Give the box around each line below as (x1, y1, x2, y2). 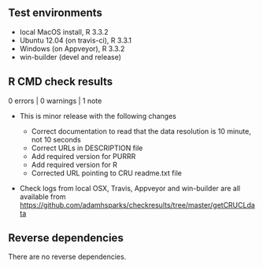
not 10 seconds (31, 134, 81, 144)
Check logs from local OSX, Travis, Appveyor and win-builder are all (19, 183, 241, 193)
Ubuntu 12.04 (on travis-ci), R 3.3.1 (19, 35, 132, 45)
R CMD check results (8, 75, 113, 89)
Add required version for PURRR (31, 151, 136, 160)
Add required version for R (31, 160, 118, 169)
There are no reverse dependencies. (8, 252, 127, 262)
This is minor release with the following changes (19, 111, 177, 120)
